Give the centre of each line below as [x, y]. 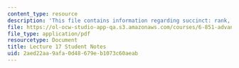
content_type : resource [43, 14]
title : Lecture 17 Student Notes [57, 47]
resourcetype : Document [43, 40]
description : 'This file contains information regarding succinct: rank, [119, 21]
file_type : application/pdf [49, 34]
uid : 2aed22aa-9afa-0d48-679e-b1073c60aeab [73, 54]
